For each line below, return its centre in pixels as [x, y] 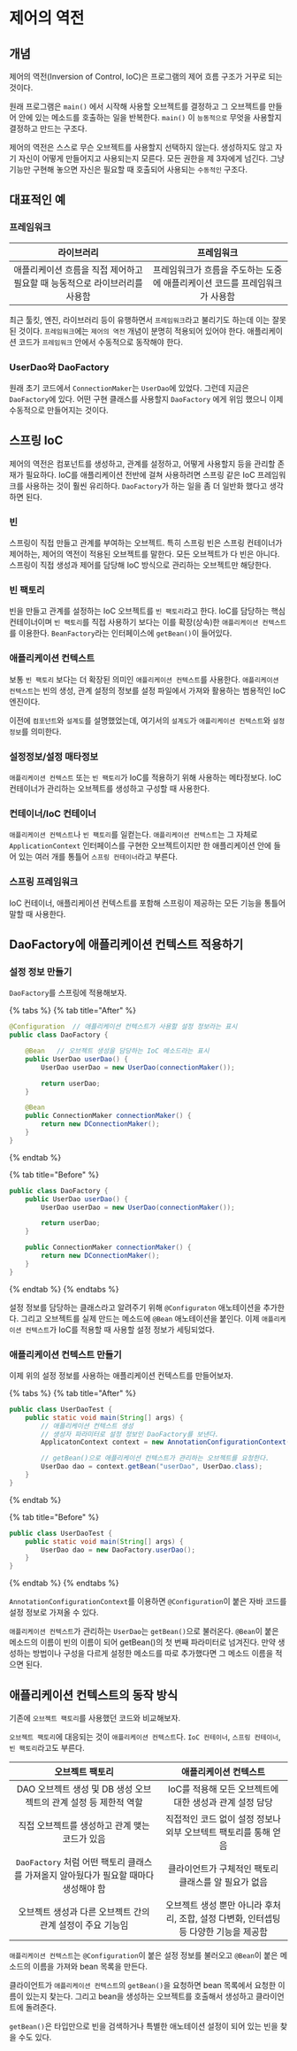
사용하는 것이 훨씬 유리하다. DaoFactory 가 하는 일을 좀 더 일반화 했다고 [146, 486]
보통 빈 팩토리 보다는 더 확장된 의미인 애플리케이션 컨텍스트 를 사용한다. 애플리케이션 [144, 679]
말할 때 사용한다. [38, 914]
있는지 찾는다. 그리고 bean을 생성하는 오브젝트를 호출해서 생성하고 [140, 1996]
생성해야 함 [84, 1889]
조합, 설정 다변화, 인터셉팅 [230, 1919]
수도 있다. [35, 2037]
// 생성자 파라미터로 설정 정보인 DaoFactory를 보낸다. [130, 1434]
